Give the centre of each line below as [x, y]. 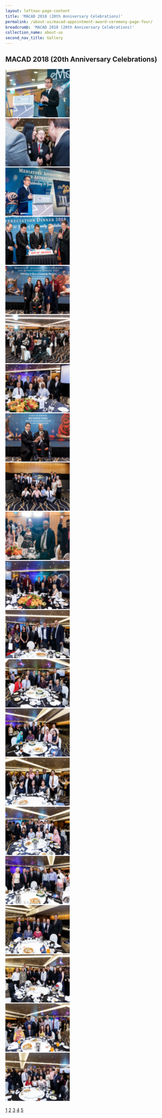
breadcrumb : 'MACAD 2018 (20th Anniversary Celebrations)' [70, 27]
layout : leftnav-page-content [38, 11]
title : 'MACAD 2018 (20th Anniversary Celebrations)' [64, 16]
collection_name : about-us [34, 33]
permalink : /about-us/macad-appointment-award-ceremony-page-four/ [79, 22]
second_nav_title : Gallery [34, 38]
